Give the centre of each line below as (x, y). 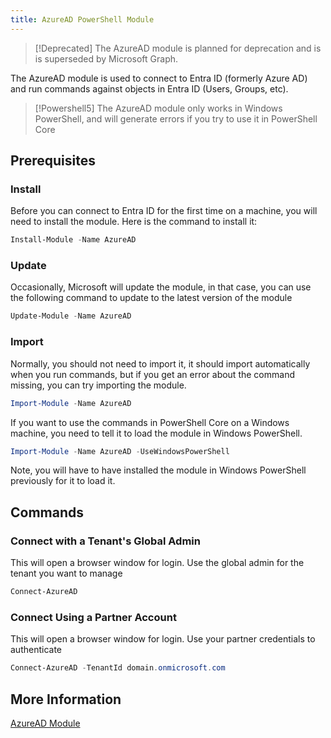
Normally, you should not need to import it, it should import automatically (160, 363)
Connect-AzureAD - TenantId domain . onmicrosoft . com (118, 668)
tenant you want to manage (66, 573)
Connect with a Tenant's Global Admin (105, 541)
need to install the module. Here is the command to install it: (134, 222)
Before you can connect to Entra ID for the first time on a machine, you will (164, 211)
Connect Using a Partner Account (93, 617)
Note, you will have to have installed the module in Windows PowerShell (158, 470)
